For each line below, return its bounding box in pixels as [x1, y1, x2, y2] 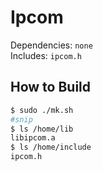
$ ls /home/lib [10, 124, 74, 134]
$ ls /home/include [10, 142, 92, 153]
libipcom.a [10, 133, 56, 143]
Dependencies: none [10, 39, 93, 51]
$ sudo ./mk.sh [10, 105, 74, 115]
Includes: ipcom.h [10, 49, 82, 61]
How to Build [10, 79, 92, 96]
